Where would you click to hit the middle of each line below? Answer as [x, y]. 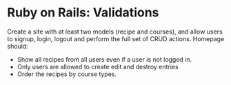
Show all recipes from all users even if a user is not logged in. [104, 59]
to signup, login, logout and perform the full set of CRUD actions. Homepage [116, 38]
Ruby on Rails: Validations [83, 13]
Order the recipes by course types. [67, 74]
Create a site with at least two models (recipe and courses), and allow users [115, 32]
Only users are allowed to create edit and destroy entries [98, 66]
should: [18, 46]
